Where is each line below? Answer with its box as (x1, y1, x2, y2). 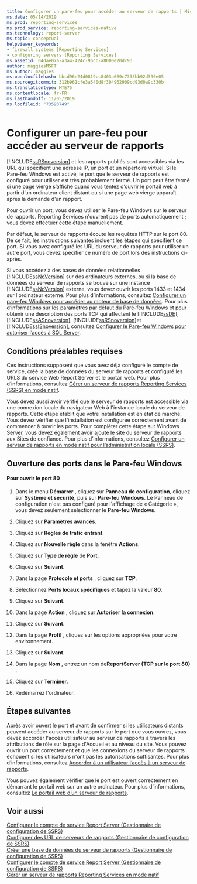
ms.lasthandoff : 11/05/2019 (6, 95, 75, 101)
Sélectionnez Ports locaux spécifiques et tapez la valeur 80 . (15, 586, 163, 593)
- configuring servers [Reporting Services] (6, 52, 117, 58)
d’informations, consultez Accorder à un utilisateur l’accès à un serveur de (6, 759, 186, 766)
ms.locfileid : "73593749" (6, 101, 70, 107)
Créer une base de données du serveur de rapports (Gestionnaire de (6, 847, 172, 854)
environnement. (15, 637, 53, 644)
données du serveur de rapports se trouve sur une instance (6, 279, 150, 286)
